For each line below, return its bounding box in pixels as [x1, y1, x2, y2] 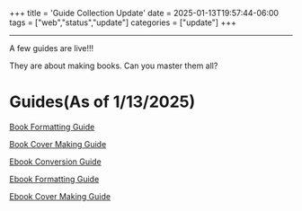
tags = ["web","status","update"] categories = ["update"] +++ [9, 17, 236, 28]
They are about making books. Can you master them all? [9, 60, 218, 71]
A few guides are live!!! [9, 43, 94, 53]
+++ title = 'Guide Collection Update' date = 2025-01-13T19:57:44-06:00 [9, 8, 280, 18]
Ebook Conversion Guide [9, 156, 102, 167]
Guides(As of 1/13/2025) [9, 92, 196, 112]
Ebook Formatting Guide [9, 173, 100, 184]
